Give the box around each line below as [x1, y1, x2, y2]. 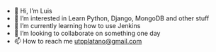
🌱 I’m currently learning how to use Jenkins [13, 22, 141, 30]
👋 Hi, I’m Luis [13, 7, 52, 15]
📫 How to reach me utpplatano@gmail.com [13, 37, 142, 45]
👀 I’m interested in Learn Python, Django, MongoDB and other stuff [13, 14, 210, 22]
